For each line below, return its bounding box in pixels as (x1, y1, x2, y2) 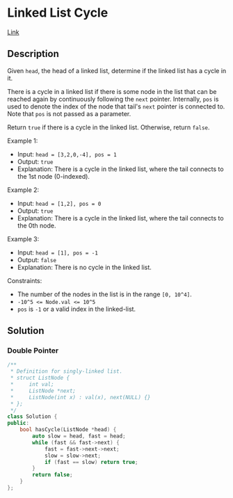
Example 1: (7, 136, 38, 145)
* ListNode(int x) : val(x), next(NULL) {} (10, 394, 151, 401)
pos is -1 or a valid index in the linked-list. (17, 305, 136, 313)
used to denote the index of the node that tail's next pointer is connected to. (7, 102, 225, 111)
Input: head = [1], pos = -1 (17, 248, 99, 257)
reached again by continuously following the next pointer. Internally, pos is (7, 95, 219, 103)
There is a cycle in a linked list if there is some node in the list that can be (7, 87, 217, 95)
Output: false (17, 255, 57, 264)
